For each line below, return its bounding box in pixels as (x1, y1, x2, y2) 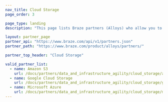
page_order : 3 (5, 12, 35, 17)
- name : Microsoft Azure (9, 85, 61, 90)
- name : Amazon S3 (9, 66, 48, 71)
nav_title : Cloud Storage (5, 7, 59, 12)
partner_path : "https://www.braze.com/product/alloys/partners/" (5, 44, 144, 49)
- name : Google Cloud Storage (9, 76, 72, 81)
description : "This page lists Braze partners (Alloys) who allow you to (5, 25, 162, 30)
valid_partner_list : (5, 62, 48, 67)
